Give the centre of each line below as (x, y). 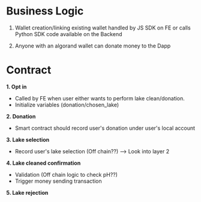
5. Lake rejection (27, 192)
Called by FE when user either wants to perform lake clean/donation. (100, 98)
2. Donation (21, 116)
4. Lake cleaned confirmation (43, 163)
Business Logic (45, 11)
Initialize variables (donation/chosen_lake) (67, 105)
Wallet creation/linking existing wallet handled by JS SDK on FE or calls (103, 28)
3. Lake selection (28, 139)
